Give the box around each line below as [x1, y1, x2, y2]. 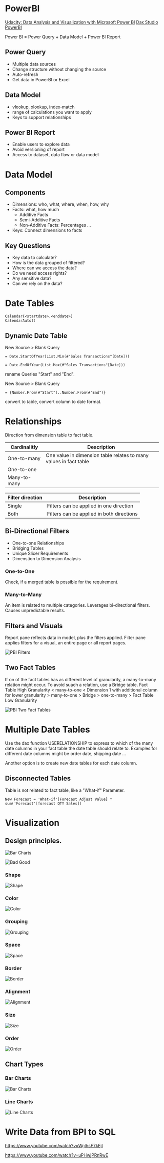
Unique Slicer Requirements [12, 550, 68, 556]
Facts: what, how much [12, 207, 60, 213]
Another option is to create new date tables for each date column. [5, 760, 138, 766]
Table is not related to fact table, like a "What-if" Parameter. [5, 787, 125, 793]
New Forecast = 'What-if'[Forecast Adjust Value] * [5, 797, 112, 802]
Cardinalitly [10, 444, 38, 451]
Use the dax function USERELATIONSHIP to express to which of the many [5, 740, 153, 746]
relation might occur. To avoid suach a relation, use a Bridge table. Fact [5, 682, 148, 688]
